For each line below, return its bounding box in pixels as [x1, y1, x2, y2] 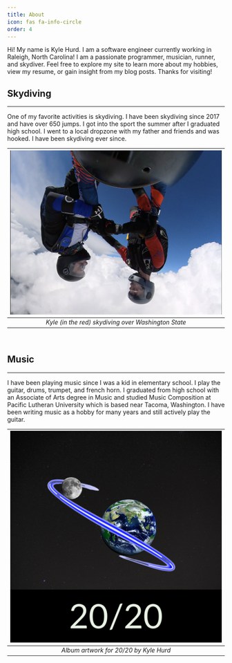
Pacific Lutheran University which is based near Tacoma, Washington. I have [7, 400, 225, 409]
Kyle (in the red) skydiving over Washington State [46, 318, 186, 326]
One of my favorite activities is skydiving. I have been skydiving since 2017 [7, 113, 220, 121]
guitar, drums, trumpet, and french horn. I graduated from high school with [7, 386, 220, 394]
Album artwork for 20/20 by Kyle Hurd [61, 646, 171, 655]
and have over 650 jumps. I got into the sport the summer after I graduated [7, 120, 220, 128]
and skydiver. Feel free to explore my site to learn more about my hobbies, [7, 60, 219, 68]
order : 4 [7, 26, 32, 32]
